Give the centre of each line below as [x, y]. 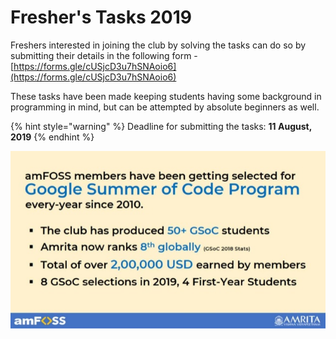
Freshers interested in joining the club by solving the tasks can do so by [158, 45]
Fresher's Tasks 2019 [101, 17]
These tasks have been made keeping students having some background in [166, 96]
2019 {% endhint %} [52, 137]
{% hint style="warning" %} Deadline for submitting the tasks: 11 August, [161, 126]
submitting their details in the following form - [104, 55]
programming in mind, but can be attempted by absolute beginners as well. [165, 107]
